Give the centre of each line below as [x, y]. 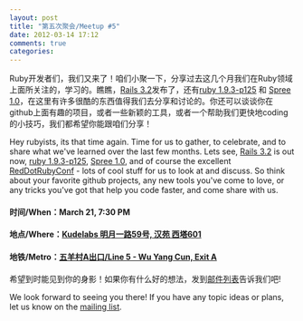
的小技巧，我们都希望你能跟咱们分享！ [80, 124]
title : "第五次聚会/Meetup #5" [65, 26]
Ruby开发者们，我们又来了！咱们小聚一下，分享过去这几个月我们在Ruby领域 [151, 79]
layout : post [34, 18]
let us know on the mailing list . [66, 306]
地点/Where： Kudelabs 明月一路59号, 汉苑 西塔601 [105, 234]
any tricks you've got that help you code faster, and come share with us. [144, 190]
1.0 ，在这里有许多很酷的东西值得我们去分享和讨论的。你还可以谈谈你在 [142, 102]
